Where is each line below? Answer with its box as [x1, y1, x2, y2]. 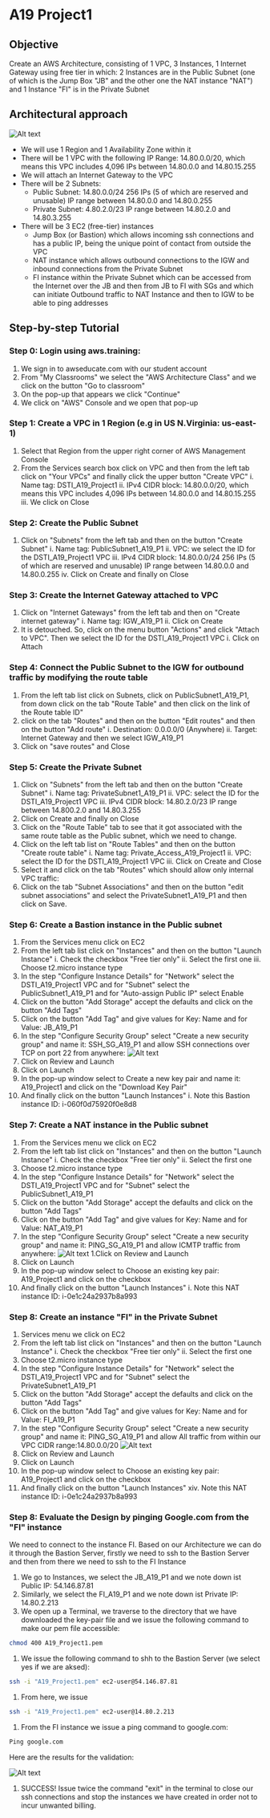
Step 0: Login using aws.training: [9, 345, 141, 356]
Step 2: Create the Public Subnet [9, 517, 139, 528]
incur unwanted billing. [20, 1800, 97, 1810]
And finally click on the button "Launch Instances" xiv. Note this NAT [20, 1482, 248, 1492]
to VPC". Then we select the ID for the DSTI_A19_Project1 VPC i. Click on [20, 633, 260, 643]
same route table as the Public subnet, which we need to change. [20, 831, 237, 840]
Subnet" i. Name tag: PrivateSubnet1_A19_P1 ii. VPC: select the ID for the [20, 788, 260, 798]
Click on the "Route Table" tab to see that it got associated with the [20, 822, 243, 832]
